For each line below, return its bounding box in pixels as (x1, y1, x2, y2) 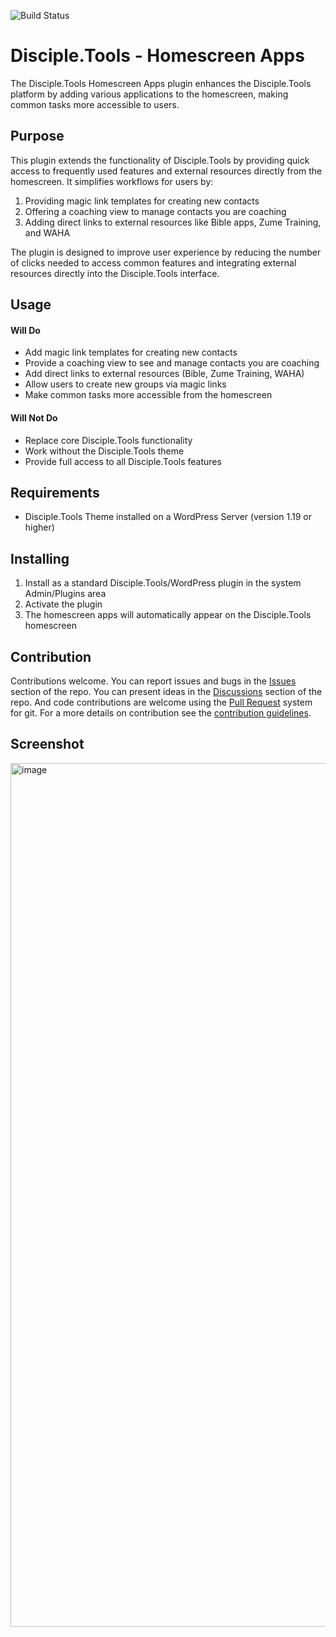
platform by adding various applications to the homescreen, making (10, 88, 289, 100)
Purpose (10, 128, 65, 145)
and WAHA (24, 226, 71, 239)
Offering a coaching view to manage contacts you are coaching (24, 205, 287, 217)
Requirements (10, 484, 100, 501)
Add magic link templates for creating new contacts (24, 346, 238, 359)
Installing (10, 550, 70, 567)
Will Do (10, 324, 41, 336)
